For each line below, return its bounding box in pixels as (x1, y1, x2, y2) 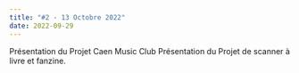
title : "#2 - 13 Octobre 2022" (9, 12, 126, 22)
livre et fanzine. (9, 55, 67, 66)
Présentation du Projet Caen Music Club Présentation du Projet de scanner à (9, 45, 290, 56)
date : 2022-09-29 (9, 21, 74, 30)
